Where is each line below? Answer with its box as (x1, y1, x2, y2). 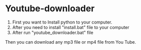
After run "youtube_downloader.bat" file (12, 29, 94, 35)
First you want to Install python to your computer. (12, 19, 112, 25)
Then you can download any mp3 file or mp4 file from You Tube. (5, 39, 137, 45)
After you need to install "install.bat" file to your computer (12, 24, 130, 30)
